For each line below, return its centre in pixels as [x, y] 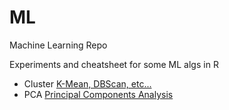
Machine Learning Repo [58, 45]
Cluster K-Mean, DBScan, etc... [87, 83]
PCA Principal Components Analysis [98, 94]
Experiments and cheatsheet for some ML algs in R [114, 64]
